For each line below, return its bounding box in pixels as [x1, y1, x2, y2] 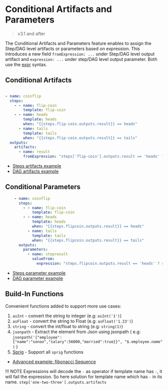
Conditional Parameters [5, 183, 81, 191]
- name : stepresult [27, 252, 68, 257]
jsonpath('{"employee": [12, 335, 62, 340]
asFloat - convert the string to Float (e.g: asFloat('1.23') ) [12, 318, 133, 324]
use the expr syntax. [5, 61, 47, 67]
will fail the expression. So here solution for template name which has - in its [5, 374, 162, 380]
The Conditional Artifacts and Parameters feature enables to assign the [5, 40, 151, 46]
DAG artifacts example [12, 168, 59, 174]
